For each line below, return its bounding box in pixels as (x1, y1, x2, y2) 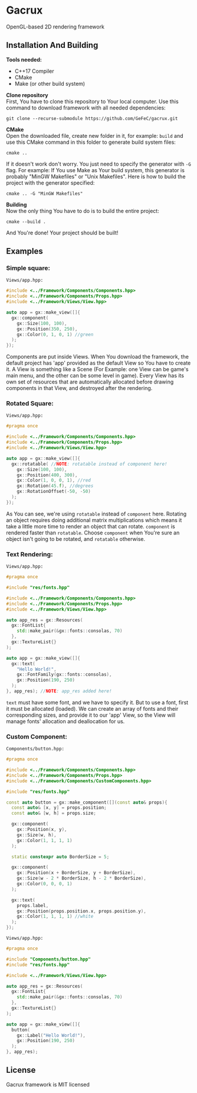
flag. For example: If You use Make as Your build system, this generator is (6, 166, 185, 173)
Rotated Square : (6, 399, 54, 408)
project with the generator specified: (6, 179, 95, 186)
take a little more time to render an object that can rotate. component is (6, 523, 175, 530)
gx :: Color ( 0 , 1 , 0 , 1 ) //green (17, 331, 94, 337)
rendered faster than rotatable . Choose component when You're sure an (6, 529, 180, 536)
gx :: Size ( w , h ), (17, 832, 57, 838)
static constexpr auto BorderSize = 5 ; (11, 853, 110, 860)
